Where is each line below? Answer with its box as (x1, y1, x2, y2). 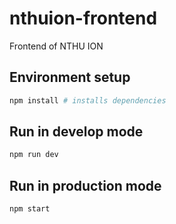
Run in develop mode (9, 123, 144, 141)
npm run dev (9, 150, 59, 160)
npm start (9, 204, 51, 214)
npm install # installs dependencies (9, 95, 167, 106)
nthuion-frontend (9, 7, 158, 30)
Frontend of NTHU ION (9, 40, 104, 52)
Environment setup (9, 69, 131, 86)
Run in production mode (9, 177, 162, 194)
